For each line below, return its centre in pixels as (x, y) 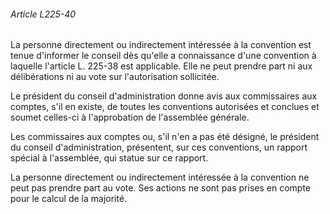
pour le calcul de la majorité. (69, 199)
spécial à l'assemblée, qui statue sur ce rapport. (109, 158)
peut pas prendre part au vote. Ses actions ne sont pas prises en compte (160, 188)
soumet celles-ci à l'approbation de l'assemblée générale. (130, 117)
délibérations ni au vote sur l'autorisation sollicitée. (115, 77)
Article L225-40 (43, 14)
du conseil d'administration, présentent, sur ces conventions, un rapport (159, 147)
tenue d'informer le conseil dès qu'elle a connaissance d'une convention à (163, 56)
